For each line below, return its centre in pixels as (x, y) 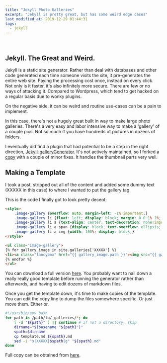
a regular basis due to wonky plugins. (43, 96)
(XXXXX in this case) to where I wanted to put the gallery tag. (68, 190)
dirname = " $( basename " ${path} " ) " (49, 327)
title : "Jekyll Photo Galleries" (40, 10)
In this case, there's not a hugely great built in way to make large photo (78, 121)
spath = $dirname (30, 332)
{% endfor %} (19, 259)
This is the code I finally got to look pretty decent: (56, 199)
